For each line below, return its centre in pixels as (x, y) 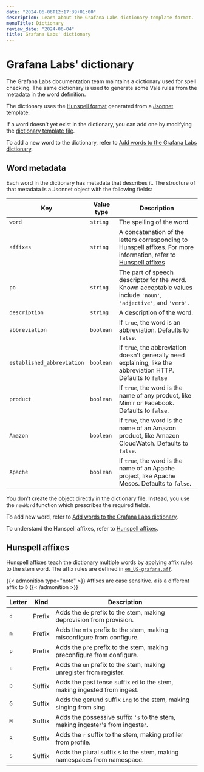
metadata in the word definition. (46, 94)
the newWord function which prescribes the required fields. (78, 505)
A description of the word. (156, 312)
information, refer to (147, 255)
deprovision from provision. (95, 619)
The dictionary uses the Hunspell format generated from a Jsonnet (90, 106)
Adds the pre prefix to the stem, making (112, 647)
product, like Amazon (149, 435)
